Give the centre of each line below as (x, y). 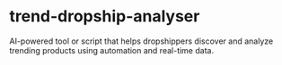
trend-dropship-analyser (105, 16)
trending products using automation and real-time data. (111, 50)
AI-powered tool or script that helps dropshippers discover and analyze (141, 41)
